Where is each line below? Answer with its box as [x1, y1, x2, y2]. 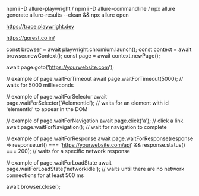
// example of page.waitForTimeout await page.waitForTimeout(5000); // [6, 75, 184, 82]
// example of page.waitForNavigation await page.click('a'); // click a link [6, 117, 184, 124]
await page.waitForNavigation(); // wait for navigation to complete [6, 124, 168, 130]
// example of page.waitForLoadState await [6, 159, 112, 166]
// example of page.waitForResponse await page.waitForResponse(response [6, 135, 194, 142]
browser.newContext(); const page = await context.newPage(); [6, 52, 160, 59]
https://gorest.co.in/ [6, 34, 55, 41]
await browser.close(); [6, 184, 61, 190]
